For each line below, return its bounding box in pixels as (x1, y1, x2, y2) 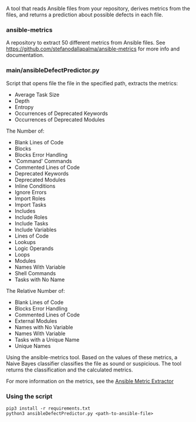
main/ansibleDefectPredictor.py (6, 66, 100, 75)
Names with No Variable (14, 323, 73, 330)
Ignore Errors (14, 188, 47, 195)
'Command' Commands (14, 157, 72, 164)
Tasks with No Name (14, 276, 65, 283)
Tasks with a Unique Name (14, 336, 80, 343)
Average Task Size (14, 91, 60, 98)
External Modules (14, 317, 58, 325)
